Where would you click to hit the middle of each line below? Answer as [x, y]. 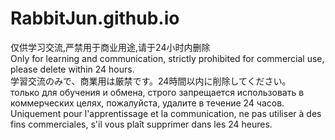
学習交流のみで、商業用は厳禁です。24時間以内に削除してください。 [151, 81]
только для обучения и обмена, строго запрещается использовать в [157, 92]
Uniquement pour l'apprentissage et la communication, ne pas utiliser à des [166, 113]
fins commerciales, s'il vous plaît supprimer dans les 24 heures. [141, 124]
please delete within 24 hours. [72, 69]
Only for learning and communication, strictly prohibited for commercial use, [167, 58]
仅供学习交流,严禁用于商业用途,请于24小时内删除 [110, 47]
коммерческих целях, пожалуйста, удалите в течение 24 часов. [147, 103]
